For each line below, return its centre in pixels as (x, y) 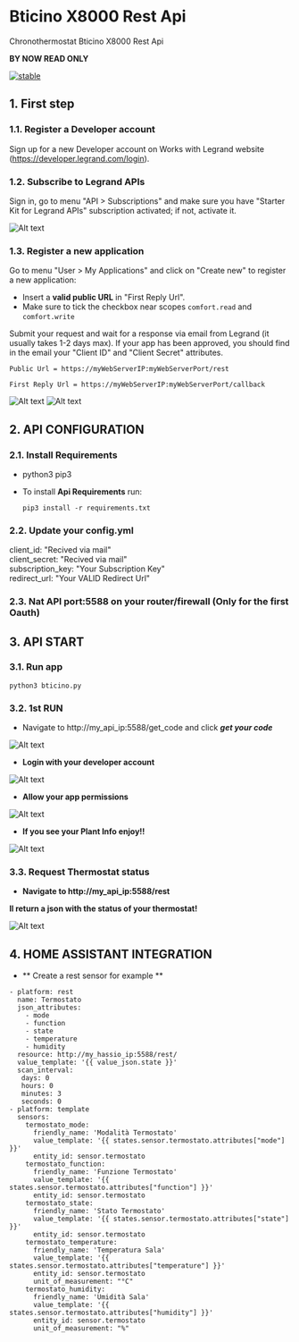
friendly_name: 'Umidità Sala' (91, 1297)
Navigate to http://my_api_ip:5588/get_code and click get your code (147, 728)
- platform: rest (42, 992)
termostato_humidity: (65, 1289)
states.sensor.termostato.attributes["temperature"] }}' (117, 1266)
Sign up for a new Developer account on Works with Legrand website (137, 148)
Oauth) (25, 612)
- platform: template (50, 1110)
